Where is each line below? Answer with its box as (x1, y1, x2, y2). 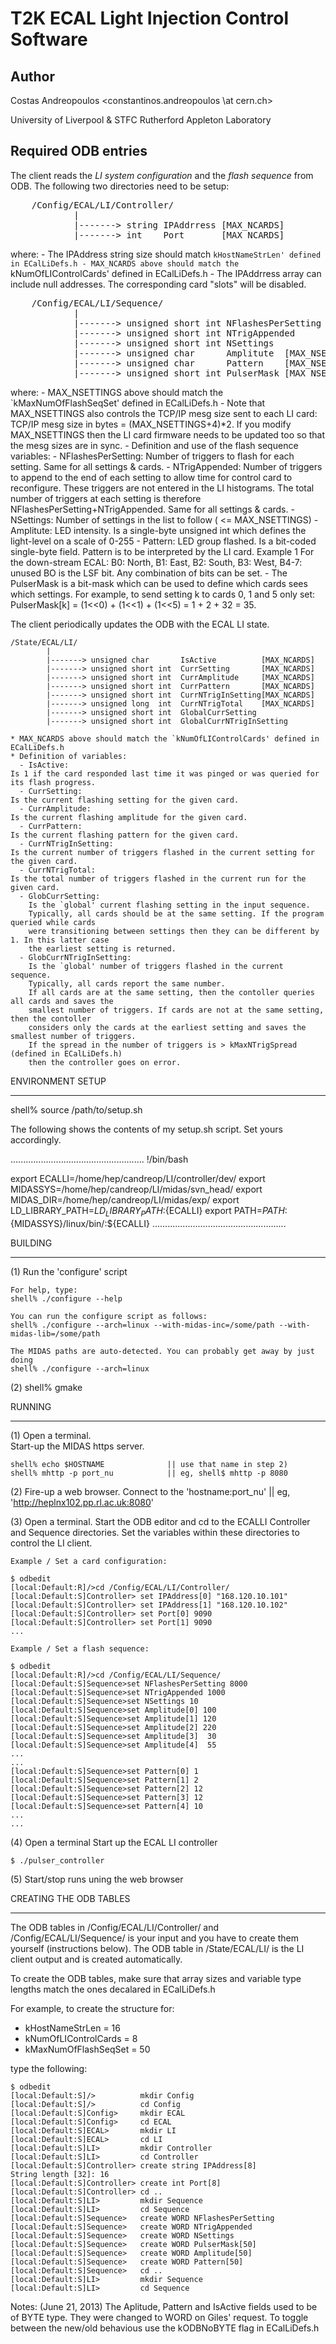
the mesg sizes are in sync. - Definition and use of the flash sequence (10, 439, 299, 451)
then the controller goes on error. (28, 1057, 182, 1067)
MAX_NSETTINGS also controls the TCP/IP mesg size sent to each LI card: (10, 407, 318, 419)
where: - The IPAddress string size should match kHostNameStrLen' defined (10, 248, 322, 260)
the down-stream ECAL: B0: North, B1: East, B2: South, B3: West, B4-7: (10, 556, 303, 568)
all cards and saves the (10, 996, 114, 1006)
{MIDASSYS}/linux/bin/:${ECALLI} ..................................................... (10, 1217, 287, 1229)
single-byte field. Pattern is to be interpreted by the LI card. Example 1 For (10, 545, 315, 557)
